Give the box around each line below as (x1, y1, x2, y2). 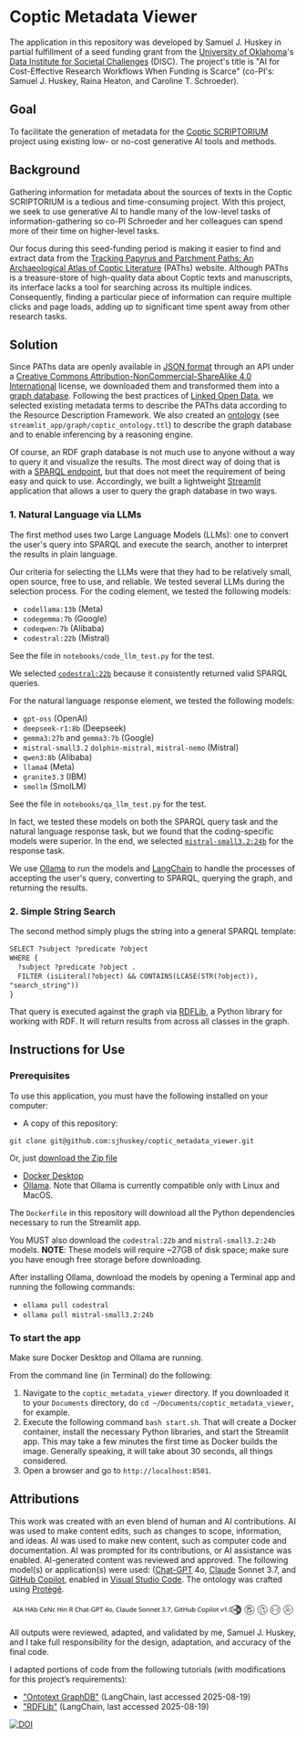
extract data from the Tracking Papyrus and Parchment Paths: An (9, 253, 254, 264)
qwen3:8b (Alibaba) (22, 751, 93, 763)
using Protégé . (9, 1583, 65, 1594)
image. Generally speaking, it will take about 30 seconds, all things (22, 1445, 273, 1456)
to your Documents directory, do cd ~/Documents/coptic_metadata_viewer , (22, 1397, 294, 1408)
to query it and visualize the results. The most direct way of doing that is (9, 456, 280, 467)
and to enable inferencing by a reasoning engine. (9, 429, 194, 440)
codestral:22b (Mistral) (22, 632, 110, 643)
